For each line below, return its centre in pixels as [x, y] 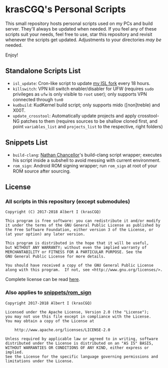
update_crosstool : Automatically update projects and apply [74, 116]
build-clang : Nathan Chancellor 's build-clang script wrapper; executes [87, 155]
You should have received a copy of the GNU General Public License [79, 266]
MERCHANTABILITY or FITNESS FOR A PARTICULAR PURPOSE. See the [74, 252]
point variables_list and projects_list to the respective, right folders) [88, 126]
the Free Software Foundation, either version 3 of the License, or [79, 230]
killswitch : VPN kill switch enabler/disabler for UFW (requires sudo [83, 89]
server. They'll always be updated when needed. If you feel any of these [81, 29]
